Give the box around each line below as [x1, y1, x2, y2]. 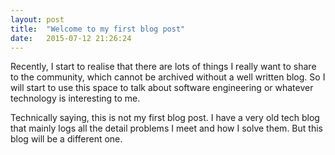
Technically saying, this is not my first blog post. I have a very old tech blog [10, 112, 320, 124]
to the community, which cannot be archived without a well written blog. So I [10, 71, 326, 83]
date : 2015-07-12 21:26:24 [10, 33, 132, 43]
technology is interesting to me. [10, 92, 141, 105]
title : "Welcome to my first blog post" [10, 24, 186, 34]
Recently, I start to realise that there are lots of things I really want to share [10, 61, 317, 73]
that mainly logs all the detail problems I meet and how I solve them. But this [10, 122, 323, 135]
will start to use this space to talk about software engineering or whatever [10, 82, 314, 94]
